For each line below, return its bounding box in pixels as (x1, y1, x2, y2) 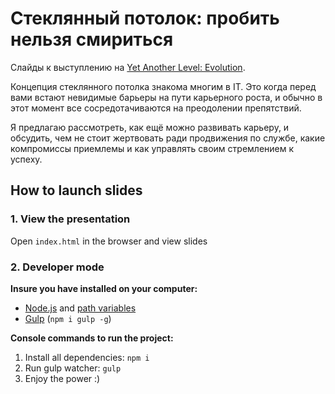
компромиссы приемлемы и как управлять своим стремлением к (10, 142, 295, 154)
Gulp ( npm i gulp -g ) (24, 312, 112, 324)
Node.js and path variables (24, 302, 137, 314)
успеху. (10, 153, 43, 165)
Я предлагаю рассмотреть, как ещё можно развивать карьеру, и (10, 121, 290, 133)
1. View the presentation (10, 212, 131, 226)
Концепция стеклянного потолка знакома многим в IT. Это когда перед (10, 80, 317, 92)
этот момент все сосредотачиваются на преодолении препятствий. (10, 102, 302, 114)
